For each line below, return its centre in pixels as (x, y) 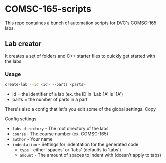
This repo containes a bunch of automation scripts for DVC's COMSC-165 (81, 23)
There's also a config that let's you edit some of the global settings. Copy (81, 109)
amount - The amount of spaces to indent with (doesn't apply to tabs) (90, 155)
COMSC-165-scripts (48, 9)
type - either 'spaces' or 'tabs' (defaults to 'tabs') (70, 150)
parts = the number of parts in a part (50, 99)
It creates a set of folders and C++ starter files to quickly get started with (80, 56)
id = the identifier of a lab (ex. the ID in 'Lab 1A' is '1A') (68, 94)
